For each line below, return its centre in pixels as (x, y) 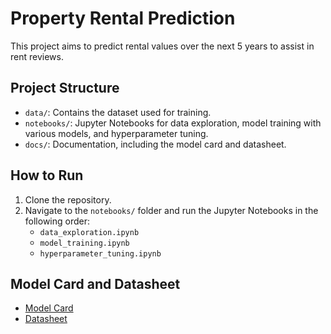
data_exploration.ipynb (89, 232)
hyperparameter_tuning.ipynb (100, 253)
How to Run (47, 175)
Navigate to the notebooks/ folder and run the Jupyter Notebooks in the (171, 210)
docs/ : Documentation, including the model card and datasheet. (155, 144)
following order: (57, 221)
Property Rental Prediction (123, 18)
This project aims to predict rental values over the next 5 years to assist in (162, 46)
